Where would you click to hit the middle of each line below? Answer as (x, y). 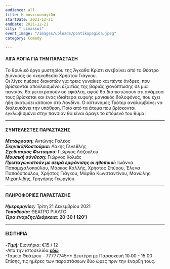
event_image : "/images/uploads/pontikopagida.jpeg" (61, 33)
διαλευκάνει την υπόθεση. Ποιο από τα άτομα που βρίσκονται (70, 108)
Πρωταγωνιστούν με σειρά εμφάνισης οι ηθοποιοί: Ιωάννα (69, 162)
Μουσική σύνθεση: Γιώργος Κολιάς (44, 157)
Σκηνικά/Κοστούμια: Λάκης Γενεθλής (46, 146)
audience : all (20, 10)
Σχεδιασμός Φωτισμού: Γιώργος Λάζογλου (52, 152)
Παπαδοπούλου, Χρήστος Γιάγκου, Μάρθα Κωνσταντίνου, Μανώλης (78, 174)
